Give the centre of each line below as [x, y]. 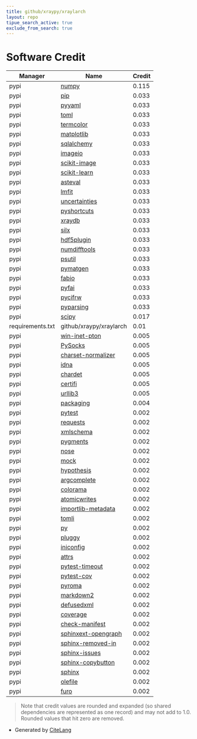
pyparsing [75, 307]
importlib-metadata [88, 509]
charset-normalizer [88, 355]
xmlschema [77, 432]
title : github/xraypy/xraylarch [46, 12]
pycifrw [71, 297]
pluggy [70, 537]
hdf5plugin [76, 240]
